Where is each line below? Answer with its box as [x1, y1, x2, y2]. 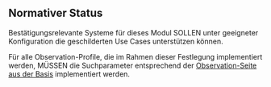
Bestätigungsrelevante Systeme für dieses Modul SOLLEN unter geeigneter [8, 27, 259, 37]
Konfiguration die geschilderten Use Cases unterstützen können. [8, 36, 223, 46]
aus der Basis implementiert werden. [8, 68, 131, 79]
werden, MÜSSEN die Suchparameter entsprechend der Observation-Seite [8, 60, 257, 70]
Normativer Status [8, 6, 103, 20]
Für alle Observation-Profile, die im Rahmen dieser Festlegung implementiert [8, 52, 263, 61]
